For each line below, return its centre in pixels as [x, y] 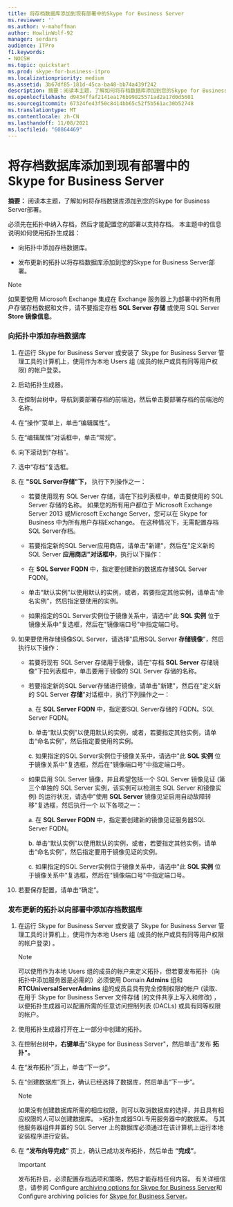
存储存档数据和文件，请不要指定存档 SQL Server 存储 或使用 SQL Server [116, 308]
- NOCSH [19, 59]
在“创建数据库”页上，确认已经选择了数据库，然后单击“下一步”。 [108, 1082]
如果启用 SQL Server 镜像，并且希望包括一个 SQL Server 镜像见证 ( [124, 779]
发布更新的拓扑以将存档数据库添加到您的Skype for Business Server [113, 262]
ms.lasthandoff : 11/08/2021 [48, 123]
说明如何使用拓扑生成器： [44, 233]
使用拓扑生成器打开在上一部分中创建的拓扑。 [82, 1029]
